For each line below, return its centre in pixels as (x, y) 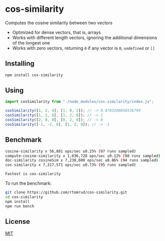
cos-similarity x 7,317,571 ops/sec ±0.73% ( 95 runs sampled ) (71, 165)
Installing (20, 63)
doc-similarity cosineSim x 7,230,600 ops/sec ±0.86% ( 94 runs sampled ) (82, 161)
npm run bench (20, 206)
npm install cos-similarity (34, 75)
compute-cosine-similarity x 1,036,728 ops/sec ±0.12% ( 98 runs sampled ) (83, 156)
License (18, 221)
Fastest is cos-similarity (33, 174)
